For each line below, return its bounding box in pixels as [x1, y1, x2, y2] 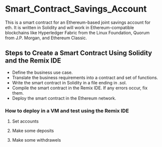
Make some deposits [12, 128, 54, 134]
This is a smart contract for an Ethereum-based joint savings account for [5, 19, 151, 25]
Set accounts [12, 118, 39, 124]
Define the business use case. [12, 69, 73, 75]
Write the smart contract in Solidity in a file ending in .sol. [12, 80, 127, 85]
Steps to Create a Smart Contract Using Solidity [5, 49, 152, 57]
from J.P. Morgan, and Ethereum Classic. [5, 35, 88, 41]
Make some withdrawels [12, 137, 61, 143]
